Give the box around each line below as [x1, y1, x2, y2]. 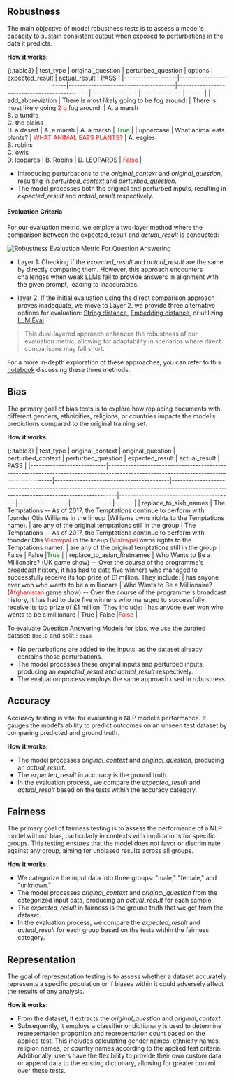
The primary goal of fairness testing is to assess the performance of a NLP [7, 824, 222, 833]
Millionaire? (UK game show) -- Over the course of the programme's [7, 558, 204, 566]
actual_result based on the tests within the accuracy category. [17, 785, 198, 794]
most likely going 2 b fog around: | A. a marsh [7, 103, 138, 111]
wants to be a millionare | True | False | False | [7, 610, 138, 619]
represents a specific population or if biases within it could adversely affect [7, 980, 224, 988]
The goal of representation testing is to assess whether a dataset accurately [7, 972, 227, 980]
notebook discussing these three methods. [7, 366, 131, 374]
